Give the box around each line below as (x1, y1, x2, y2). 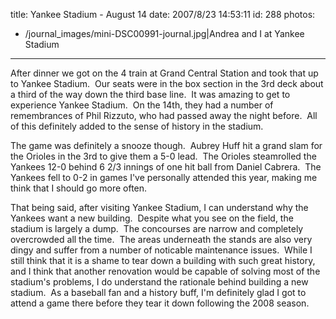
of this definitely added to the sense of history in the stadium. (10, 120, 264, 132)
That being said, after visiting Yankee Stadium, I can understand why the (10, 202, 309, 213)
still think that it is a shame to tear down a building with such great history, (10, 255, 316, 266)
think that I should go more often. (10, 182, 148, 194)
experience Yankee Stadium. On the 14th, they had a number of (10, 99, 274, 111)
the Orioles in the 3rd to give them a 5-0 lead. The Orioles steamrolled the (10, 150, 317, 162)
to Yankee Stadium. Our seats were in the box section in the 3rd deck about (10, 78, 324, 89)
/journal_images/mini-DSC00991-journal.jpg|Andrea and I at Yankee (24, 28, 305, 39)
